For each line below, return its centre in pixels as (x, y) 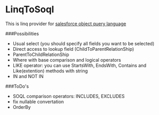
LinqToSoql (30, 9)
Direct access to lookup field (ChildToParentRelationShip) (73, 49)
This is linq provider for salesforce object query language (66, 24)
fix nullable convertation (38, 102)
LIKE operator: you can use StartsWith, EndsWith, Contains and (79, 65)
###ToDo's (17, 86)
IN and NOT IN (28, 76)
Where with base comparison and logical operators (67, 60)
